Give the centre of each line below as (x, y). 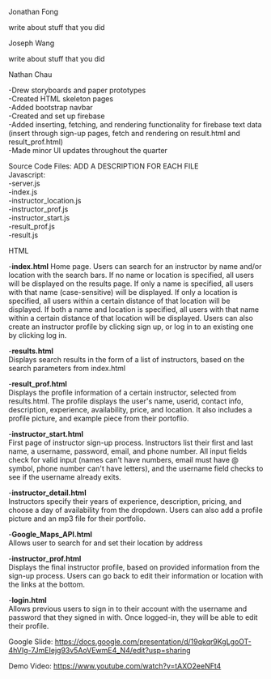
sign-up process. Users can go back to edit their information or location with (136, 576)
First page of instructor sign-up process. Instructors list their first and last (131, 442)
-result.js (23, 235)
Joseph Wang (32, 43)
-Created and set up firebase (57, 116)
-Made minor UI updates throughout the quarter (88, 150)
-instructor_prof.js (38, 209)
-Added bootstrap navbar (51, 107)
